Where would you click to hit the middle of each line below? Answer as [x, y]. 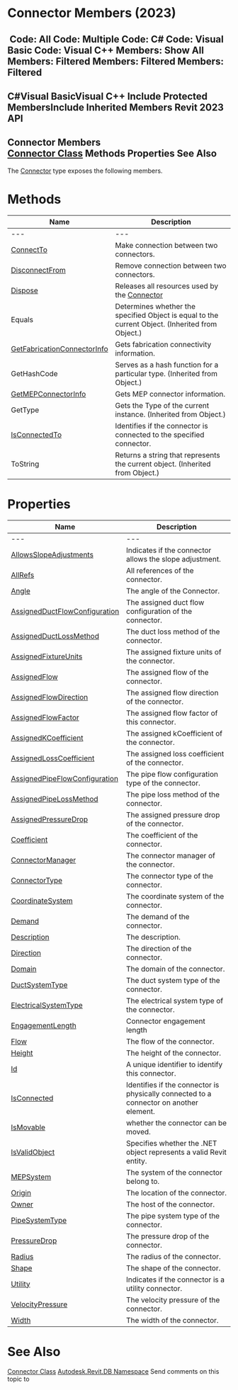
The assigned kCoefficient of [175, 733]
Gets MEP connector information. [170, 394]
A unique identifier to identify [175, 1064]
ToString [25, 464]
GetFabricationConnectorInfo [59, 348]
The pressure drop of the [168, 1236]
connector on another [162, 1103]
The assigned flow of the [168, 672]
